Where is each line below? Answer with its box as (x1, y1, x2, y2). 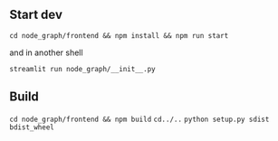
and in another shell (9, 47, 83, 58)
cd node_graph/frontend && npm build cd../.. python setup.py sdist (9, 115, 270, 124)
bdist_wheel (9, 122, 54, 132)
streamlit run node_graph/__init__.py (9, 64, 156, 73)
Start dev (9, 7, 63, 23)
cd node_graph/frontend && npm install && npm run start (9, 31, 229, 40)
